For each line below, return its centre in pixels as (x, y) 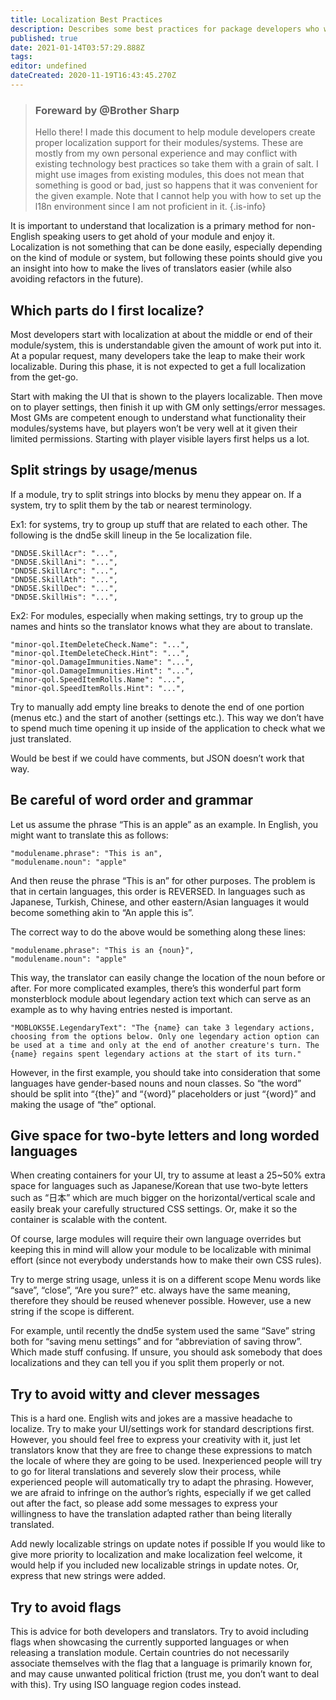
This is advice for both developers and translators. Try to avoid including (159, 1632)
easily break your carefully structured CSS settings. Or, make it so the (154, 1209)
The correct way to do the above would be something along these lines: (158, 932)
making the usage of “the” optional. (83, 1104)
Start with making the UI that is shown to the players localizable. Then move (166, 396)
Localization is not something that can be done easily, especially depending (166, 247)
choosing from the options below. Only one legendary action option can (165, 1036)
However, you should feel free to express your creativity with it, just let (155, 1440)
